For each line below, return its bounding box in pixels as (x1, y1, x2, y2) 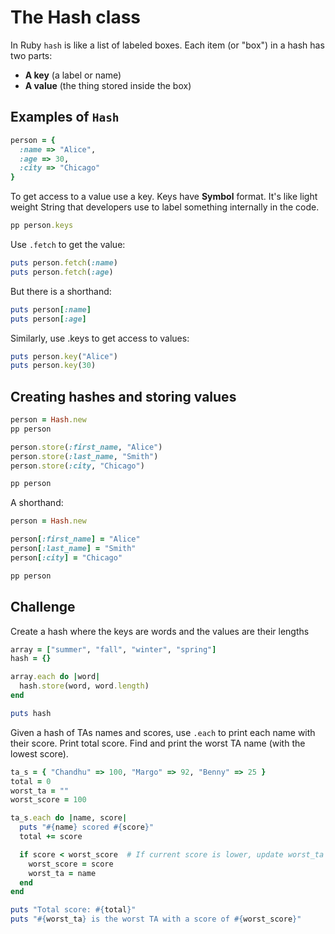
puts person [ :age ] (10, 314, 87, 324)
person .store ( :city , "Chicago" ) (10, 461, 145, 471)
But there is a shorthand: (10, 285, 112, 297)
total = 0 (10, 776, 52, 786)
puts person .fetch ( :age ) (10, 267, 114, 277)
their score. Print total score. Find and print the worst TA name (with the (10, 737, 306, 749)
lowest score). (10, 747, 69, 760)
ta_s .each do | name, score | (10, 813, 128, 823)
